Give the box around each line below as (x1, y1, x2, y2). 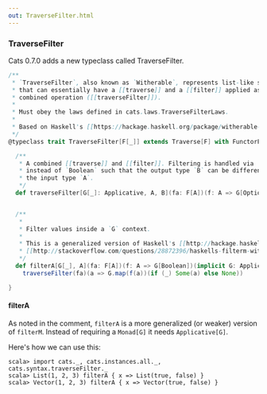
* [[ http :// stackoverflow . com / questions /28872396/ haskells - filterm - (18, 247, 250, 255)
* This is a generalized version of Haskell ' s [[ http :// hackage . (18, 240, 240, 248)
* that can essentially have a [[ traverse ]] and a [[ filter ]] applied (11, 86, 250, 94)
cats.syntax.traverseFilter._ (8, 365, 109, 373)
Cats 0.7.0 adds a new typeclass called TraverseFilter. (8, 56, 184, 65)
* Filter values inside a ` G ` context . (18, 225, 151, 233)
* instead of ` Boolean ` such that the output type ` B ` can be (18, 167, 229, 175)
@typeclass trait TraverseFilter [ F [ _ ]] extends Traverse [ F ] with (8, 137, 230, 145)
